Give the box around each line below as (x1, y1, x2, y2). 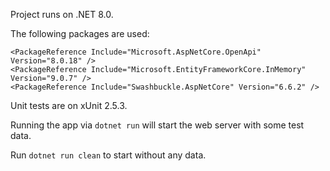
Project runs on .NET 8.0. (10, 9, 114, 20)
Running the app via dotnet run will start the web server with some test (10, 119, 305, 131)
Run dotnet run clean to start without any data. (10, 149, 207, 161)
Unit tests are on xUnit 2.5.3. (10, 100, 128, 111)
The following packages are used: (10, 28, 150, 39)
